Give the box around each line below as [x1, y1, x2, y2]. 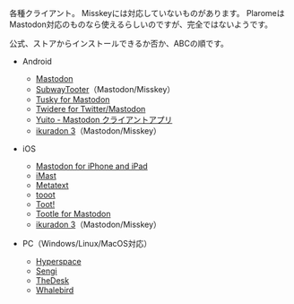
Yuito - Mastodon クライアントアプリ [35, 115, 173, 125]
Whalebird [35, 285, 74, 295]
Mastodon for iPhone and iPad [35, 161, 148, 171]
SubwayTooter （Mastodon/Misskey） [35, 84, 176, 94]
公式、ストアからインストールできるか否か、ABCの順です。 [9, 39, 229, 48]
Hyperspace [35, 256, 82, 266]
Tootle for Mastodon [35, 209, 111, 219]
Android [22, 56, 52, 66]
